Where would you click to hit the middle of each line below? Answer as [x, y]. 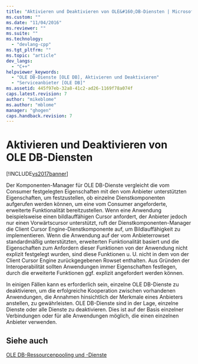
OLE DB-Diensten [49, 158]
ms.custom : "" [24, 17]
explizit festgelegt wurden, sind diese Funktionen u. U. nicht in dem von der [98, 254]
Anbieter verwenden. [32, 322]
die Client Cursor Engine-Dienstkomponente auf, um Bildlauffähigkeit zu [93, 229]
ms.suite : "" [22, 34]
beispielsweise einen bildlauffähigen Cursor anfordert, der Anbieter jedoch [97, 217]
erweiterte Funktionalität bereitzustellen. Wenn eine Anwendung [84, 211]
